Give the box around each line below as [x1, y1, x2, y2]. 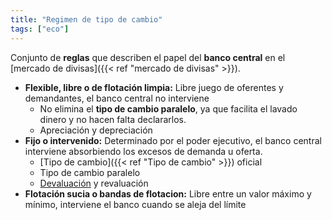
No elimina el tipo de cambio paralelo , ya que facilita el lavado [39, 102, 298, 115]
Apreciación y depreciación [39, 124, 153, 136]
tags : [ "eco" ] [10, 24, 70, 34]
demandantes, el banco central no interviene [24, 92, 210, 104]
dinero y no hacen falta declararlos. [39, 113, 187, 125]
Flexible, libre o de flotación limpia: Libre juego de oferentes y [24, 81, 284, 93]
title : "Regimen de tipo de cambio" [10, 14, 163, 25]
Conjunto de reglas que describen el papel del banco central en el [10, 51, 286, 63]
